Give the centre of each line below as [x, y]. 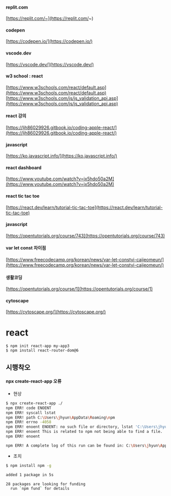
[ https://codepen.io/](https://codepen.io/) [49, 41]
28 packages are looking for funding [46, 484]
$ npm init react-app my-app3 [38, 346]
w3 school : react [24, 76]
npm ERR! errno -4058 [29, 422]
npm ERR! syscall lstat [31, 412]
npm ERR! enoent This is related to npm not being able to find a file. [84, 432]
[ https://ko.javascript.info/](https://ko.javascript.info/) [61, 156]
